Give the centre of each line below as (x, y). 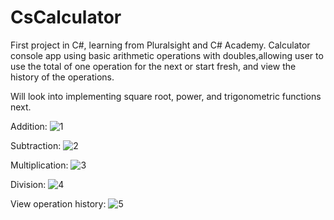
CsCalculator (66, 17)
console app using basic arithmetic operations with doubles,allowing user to (167, 55)
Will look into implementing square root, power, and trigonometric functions (166, 96)
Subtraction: (36, 145)
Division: (28, 184)
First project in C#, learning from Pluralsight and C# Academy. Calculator (160, 45)
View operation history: (58, 203)
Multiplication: (39, 165)
